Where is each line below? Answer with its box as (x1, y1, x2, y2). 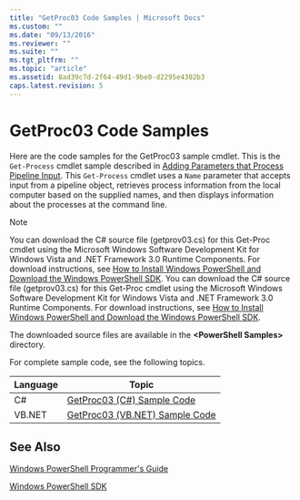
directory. (9, 339, 45, 350)
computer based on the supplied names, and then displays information (9, 189, 275, 200)
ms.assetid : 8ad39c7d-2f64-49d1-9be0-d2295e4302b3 (9, 73, 205, 82)
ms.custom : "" (9, 22, 64, 31)
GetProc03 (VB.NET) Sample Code (66, 408, 216, 421)
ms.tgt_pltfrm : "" (9, 56, 79, 65)
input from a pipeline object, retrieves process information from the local (9, 179, 281, 190)
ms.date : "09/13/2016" (9, 30, 95, 39)
